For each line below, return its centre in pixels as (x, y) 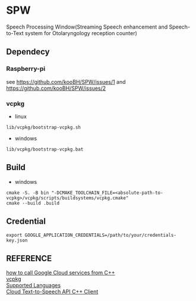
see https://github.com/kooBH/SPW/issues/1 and (66, 81)
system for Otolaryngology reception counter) (81, 33)
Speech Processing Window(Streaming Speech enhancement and (87, 27)
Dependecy (28, 52)
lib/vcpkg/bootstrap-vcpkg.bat (45, 149)
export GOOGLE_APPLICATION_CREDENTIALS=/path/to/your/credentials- (91, 235)
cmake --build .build (33, 203)
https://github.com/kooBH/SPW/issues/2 (56, 88)
